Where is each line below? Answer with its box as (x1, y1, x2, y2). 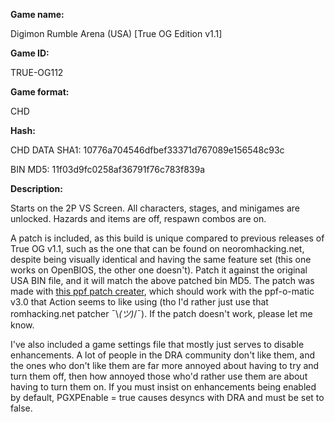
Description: (10, 183, 63, 194)
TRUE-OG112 (10, 67, 64, 78)
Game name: (10, 9, 65, 20)
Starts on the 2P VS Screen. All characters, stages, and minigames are (10, 202, 301, 214)
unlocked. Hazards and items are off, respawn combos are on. (10, 213, 267, 224)
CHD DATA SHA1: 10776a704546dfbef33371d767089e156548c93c (10, 144, 285, 156)
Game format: (10, 86, 70, 98)
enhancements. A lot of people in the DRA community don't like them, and (10, 349, 316, 361)
